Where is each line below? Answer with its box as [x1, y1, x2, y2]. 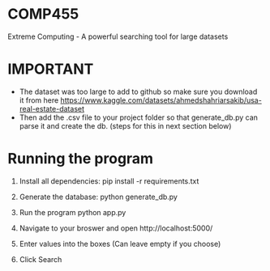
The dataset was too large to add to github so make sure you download [19, 87, 258, 96]
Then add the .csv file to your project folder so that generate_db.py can [19, 112, 259, 122]
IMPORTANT [7, 60, 94, 78]
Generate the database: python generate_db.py [19, 192, 178, 201]
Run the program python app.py [19, 207, 126, 217]
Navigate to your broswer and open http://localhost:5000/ [19, 223, 213, 233]
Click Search [19, 254, 62, 264]
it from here [19, 95, 59, 105]
